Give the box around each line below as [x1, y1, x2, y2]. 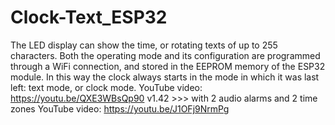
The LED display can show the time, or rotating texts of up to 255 [10, 39, 278, 51]
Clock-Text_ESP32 [10, 6, 168, 29]
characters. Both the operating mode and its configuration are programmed [10, 49, 321, 61]
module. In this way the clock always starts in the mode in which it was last [10, 71, 320, 83]
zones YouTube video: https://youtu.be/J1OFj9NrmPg [10, 102, 230, 115]
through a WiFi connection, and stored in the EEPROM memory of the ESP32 [10, 60, 326, 72]
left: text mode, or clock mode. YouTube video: [10, 81, 203, 93]
